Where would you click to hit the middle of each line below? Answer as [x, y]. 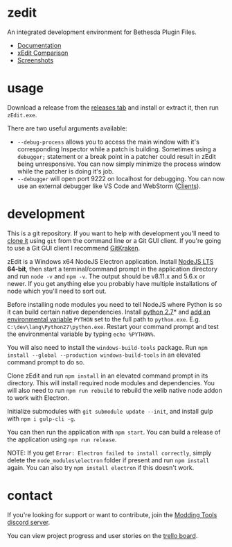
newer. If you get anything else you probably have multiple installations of [112, 283]
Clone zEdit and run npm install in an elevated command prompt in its [108, 376]
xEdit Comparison [43, 53]
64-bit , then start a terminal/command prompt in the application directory [113, 269]
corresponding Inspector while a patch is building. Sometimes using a [117, 149]
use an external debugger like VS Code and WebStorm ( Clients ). [109, 186]
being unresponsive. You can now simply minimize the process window [119, 164]
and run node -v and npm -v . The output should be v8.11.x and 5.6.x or [106, 276]
